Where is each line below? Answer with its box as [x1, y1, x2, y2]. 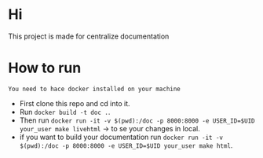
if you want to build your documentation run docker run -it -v [19, 132, 224, 141]
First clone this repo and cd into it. [19, 98, 131, 108]
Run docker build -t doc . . [19, 107, 111, 116]
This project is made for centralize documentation [8, 31, 170, 41]
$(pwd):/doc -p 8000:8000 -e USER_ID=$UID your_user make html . [19, 140, 233, 150]
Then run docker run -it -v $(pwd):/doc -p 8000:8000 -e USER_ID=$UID [19, 116, 255, 125]
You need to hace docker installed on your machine [8, 85, 181, 93]
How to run [8, 59, 82, 77]
